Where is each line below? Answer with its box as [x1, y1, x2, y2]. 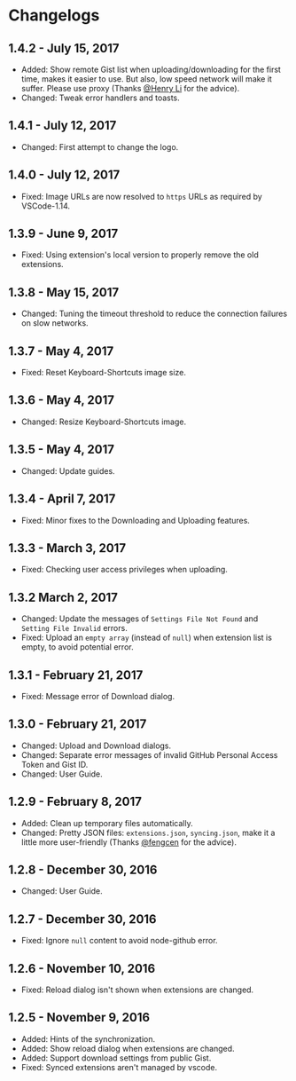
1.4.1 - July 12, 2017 [8, 118, 117, 133]
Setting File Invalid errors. [20, 623, 128, 634]
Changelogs [8, 5, 100, 26]
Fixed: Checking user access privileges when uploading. [20, 564, 228, 575]
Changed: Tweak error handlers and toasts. [20, 92, 181, 103]
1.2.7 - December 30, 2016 [8, 911, 157, 927]
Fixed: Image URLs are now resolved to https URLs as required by [20, 191, 262, 201]
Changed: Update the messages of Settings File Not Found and [20, 613, 259, 624]
